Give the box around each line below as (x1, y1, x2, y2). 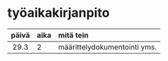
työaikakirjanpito (7, 5, 110, 21)
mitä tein (57, 30, 89, 40)
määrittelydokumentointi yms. (57, 42, 157, 52)
